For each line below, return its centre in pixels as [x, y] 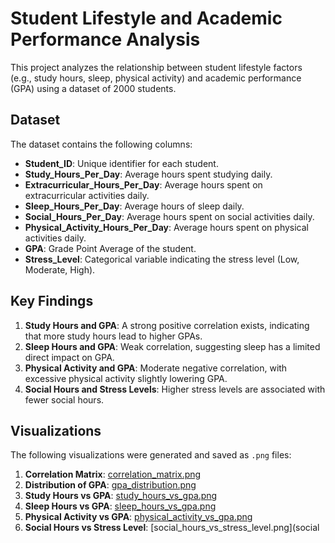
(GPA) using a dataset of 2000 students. [93, 88]
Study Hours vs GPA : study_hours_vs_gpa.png [121, 496]
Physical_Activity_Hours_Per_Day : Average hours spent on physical [166, 227]
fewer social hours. [64, 399]
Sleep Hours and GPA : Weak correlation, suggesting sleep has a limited [172, 346]
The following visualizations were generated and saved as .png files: [151, 455]
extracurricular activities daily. [87, 195]
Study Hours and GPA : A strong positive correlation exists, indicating [167, 325]
